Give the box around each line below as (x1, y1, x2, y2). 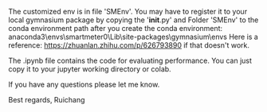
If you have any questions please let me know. (8, 79, 160, 89)
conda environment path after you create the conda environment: (8, 24, 223, 33)
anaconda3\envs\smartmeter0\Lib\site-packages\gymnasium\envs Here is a (8, 32, 259, 41)
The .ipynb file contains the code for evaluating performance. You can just (8, 56, 253, 65)
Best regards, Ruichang (8, 95, 85, 104)
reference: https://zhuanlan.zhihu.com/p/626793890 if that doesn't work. (8, 41, 249, 50)
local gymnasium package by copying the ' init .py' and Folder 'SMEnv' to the (8, 15, 259, 25)
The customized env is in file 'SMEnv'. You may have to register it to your (8, 7, 248, 16)
